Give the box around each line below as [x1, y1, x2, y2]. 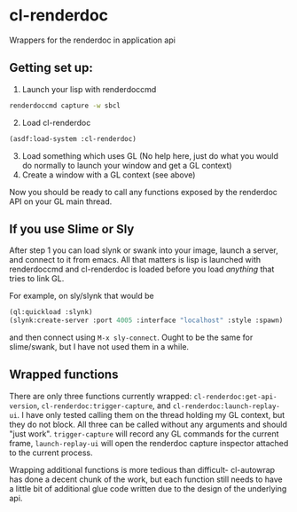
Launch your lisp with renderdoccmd [21, 83, 157, 94]
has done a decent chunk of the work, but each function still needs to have [9, 474, 284, 484]
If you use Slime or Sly [9, 221, 135, 236]
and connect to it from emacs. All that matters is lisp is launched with [9, 255, 262, 265]
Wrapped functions [9, 367, 119, 382]
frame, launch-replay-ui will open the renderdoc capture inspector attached [9, 437, 289, 448]
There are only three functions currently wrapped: [9, 390, 192, 401]
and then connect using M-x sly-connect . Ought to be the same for [9, 332, 254, 343]
